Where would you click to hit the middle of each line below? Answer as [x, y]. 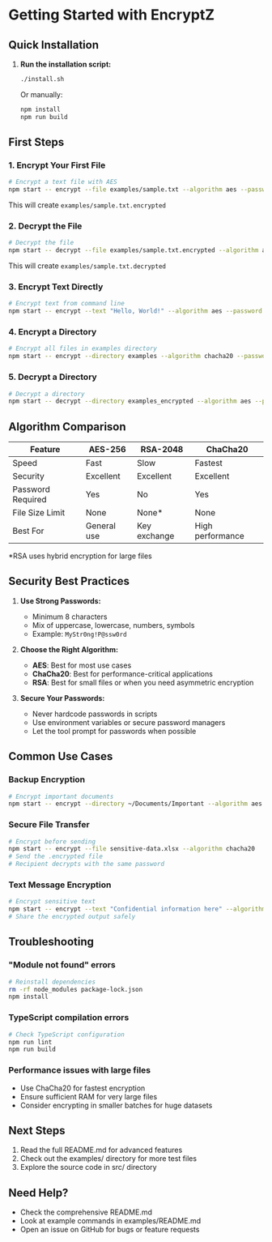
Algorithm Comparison [68, 427]
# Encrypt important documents [61, 796]
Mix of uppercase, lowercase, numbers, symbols [113, 625]
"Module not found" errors [62, 965]
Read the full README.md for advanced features [101, 1150]
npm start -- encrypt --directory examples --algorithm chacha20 [121, 356]
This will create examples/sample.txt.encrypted [87, 205]
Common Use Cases [61, 756]
